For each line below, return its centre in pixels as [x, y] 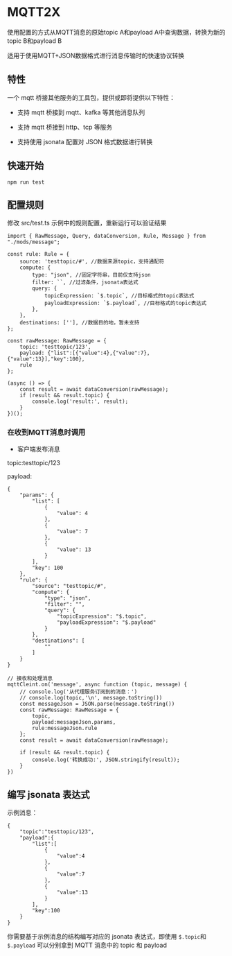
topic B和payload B [35, 41]
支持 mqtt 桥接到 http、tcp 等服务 [65, 127]
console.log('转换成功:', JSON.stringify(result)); [106, 760]
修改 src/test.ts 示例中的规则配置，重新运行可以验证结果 [87, 223]
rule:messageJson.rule [65, 728]
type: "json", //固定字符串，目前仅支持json [91, 275]
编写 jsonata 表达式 [48, 795]
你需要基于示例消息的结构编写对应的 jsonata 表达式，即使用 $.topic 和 [107, 937]
